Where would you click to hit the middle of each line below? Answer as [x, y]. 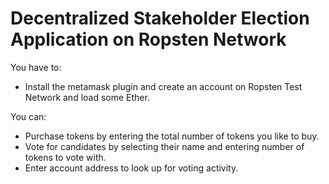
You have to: [36, 67]
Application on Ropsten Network [148, 39]
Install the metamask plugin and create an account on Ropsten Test [163, 86]
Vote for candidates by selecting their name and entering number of [164, 146]
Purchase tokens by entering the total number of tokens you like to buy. [172, 136]
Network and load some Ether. [87, 97]
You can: [28, 116]
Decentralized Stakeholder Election [160, 18]
